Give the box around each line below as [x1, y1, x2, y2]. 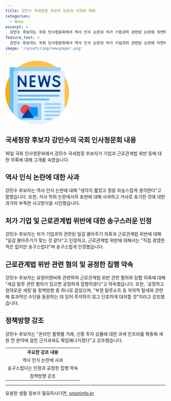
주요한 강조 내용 [27, 349, 59, 355]
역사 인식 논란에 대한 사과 [5, 173, 80, 181]
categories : [5, 13, 31, 19]
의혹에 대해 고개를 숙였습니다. [10, 156, 70, 163]
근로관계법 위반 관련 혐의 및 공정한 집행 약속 [5, 260, 133, 269]
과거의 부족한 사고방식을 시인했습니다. [5, 200, 80, 206]
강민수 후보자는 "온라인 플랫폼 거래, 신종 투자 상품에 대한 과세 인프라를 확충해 [5, 331, 158, 337]
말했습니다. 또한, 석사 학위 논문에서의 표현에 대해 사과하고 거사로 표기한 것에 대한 [5, 194, 165, 200]
